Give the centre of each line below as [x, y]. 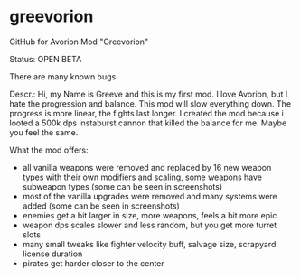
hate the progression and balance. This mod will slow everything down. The [150, 103]
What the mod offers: [49, 150]
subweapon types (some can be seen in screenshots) [122, 186]
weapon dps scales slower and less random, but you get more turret [150, 225]
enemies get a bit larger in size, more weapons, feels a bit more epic [150, 215]
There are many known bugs [63, 76]
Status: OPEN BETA [46, 59]
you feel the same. [44, 132]
